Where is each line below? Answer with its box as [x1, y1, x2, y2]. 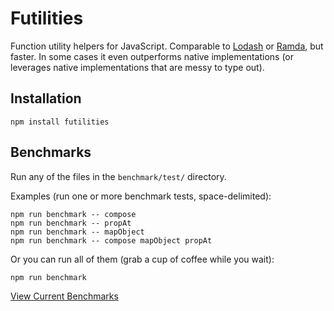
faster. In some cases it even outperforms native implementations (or [10, 50, 295, 62]
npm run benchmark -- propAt [10, 218, 132, 228]
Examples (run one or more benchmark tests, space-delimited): [10, 190, 272, 202]
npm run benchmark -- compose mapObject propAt [10, 235, 213, 246]
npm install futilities [10, 117, 110, 127]
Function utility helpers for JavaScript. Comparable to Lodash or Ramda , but [10, 40, 324, 52]
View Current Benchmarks [10, 290, 119, 302]
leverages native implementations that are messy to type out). [10, 61, 265, 73]
